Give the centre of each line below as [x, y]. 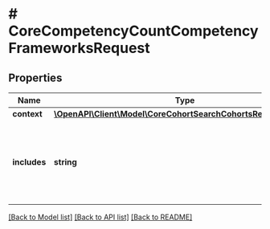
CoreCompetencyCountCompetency [133, 31]
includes [29, 162]
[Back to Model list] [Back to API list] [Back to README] [100, 217]
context [27, 114]
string [65, 162]
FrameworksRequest [79, 48]
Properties [35, 78]
